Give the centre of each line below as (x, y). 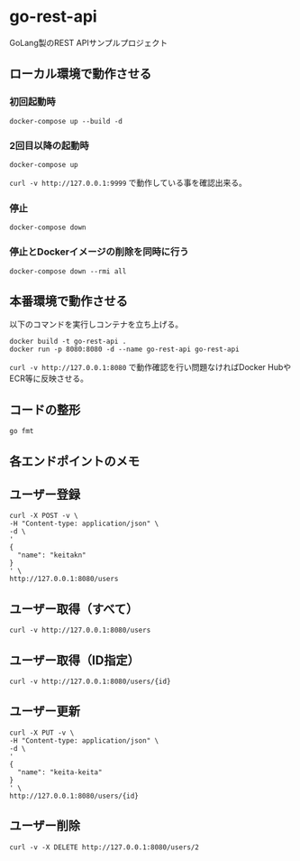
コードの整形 (45, 409)
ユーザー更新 (45, 712)
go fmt (22, 431)
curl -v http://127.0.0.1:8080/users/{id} (90, 681)
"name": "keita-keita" (60, 772)
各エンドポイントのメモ (74, 461)
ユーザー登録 (45, 494)
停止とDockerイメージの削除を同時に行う (99, 252)
